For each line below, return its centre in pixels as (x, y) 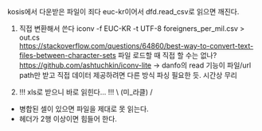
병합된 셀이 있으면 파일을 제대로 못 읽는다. (84, 109)
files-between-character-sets (67, 55)
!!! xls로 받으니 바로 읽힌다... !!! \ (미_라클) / (86, 92)
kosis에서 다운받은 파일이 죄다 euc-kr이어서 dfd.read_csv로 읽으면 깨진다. (123, 12)
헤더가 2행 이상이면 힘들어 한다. (68, 119)
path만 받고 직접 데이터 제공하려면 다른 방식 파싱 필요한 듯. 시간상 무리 (128, 75)
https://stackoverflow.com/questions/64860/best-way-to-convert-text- (136, 46)
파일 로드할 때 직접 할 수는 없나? (167, 55)
